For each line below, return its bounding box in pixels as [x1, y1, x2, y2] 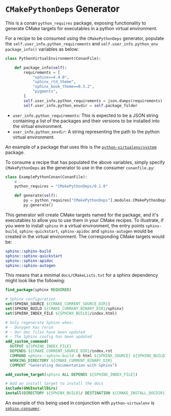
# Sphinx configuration [5, 297, 56, 302]
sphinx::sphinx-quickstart [5, 253, 63, 258]
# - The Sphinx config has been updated [5, 334, 93, 340]
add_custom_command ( [5, 339, 49, 344]
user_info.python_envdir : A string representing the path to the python [12, 128, 160, 135]
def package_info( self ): [14, 65, 67, 70]
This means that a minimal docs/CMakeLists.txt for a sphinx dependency [5, 272, 158, 278]
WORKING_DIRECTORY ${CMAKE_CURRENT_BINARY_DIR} [10, 358, 113, 363]
